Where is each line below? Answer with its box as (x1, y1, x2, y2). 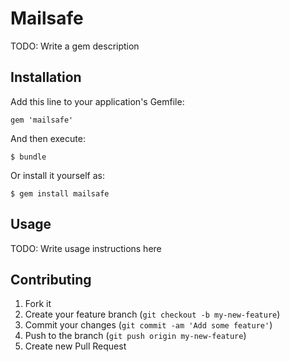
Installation (10, 69, 82, 86)
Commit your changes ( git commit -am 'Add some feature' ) (24, 319, 273, 331)
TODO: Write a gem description (10, 40, 140, 52)
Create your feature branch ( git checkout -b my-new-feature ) (24, 308, 281, 321)
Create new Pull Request (24, 340, 127, 352)
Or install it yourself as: (10, 169, 105, 181)
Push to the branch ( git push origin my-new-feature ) (24, 330, 247, 342)
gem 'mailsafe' (10, 115, 74, 125)
